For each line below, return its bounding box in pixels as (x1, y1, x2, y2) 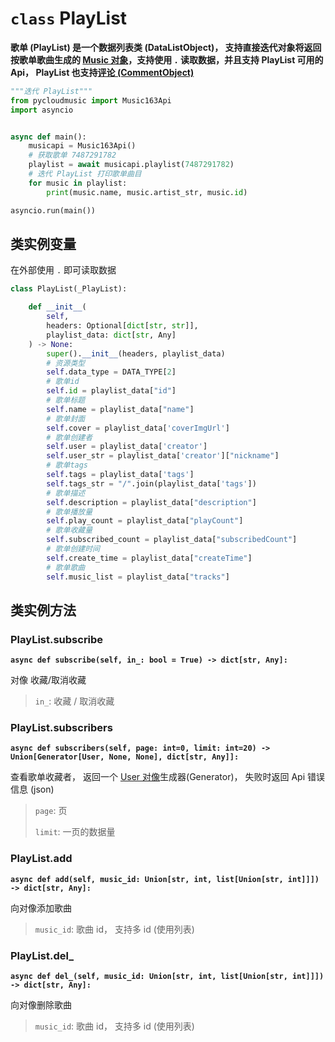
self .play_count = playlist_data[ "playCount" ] (46, 516, 244, 526)
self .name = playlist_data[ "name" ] (46, 404, 195, 414)
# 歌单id (46, 377, 80, 387)
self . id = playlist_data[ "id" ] (46, 386, 177, 396)
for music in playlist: (28, 178, 128, 188)
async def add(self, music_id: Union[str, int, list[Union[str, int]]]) (10, 874, 320, 884)
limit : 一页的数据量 (34, 826, 116, 838)
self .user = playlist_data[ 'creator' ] (46, 442, 208, 452)
